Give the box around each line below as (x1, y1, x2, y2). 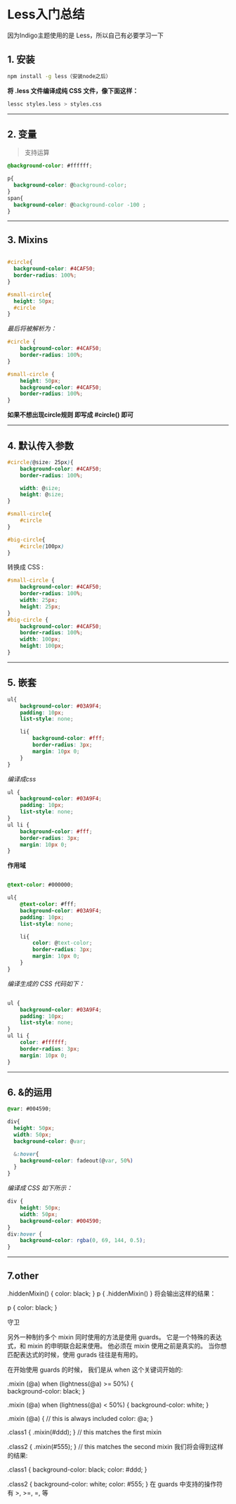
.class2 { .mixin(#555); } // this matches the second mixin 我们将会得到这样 (7, 1443, 224, 1450)
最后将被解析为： (7, 325, 57, 333)
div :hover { (7, 1230, 42, 1238)
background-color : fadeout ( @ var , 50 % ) (20, 1157, 133, 1164)
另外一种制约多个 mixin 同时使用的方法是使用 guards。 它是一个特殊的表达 (7, 1333, 223, 1341)
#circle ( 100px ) (20, 543, 65, 550)
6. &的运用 (7, 1086, 53, 1098)
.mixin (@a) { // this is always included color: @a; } (7, 1415, 153, 1422)
